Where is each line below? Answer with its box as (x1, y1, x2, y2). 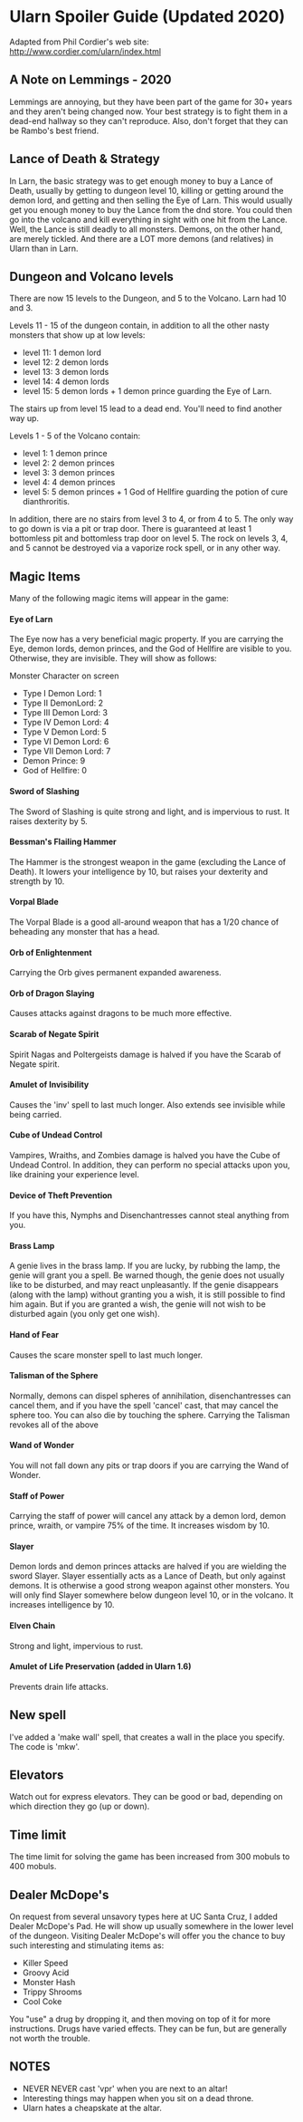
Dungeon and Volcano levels (9, 269, 175, 284)
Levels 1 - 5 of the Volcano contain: (9, 430, 141, 441)
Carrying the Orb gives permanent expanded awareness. (9, 967, 222, 978)
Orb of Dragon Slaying (9, 987, 95, 998)
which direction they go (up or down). (9, 1800, 150, 1812)
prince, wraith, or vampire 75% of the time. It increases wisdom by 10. (9, 1520, 270, 1531)
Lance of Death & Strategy (9, 151, 160, 167)
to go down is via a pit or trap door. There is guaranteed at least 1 (9, 523, 251, 534)
